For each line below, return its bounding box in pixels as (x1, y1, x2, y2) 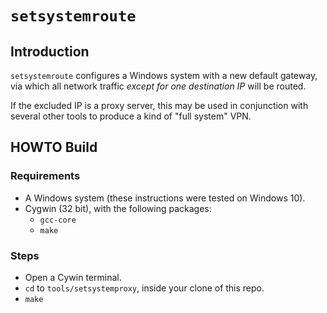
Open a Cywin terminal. (24, 271, 122, 283)
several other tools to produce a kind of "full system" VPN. (10, 110, 252, 122)
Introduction (10, 43, 90, 60)
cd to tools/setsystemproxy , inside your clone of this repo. (24, 282, 265, 294)
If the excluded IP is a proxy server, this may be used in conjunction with (10, 100, 309, 111)
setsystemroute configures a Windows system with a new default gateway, (10, 70, 318, 81)
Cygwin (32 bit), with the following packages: (24, 202, 212, 214)
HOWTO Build (10, 139, 98, 156)
